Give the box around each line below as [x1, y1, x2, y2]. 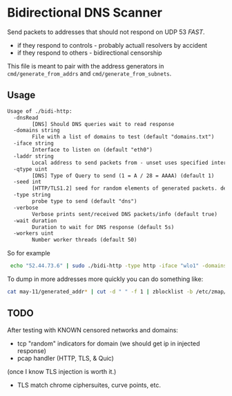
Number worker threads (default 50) [32, 237, 137, 244]
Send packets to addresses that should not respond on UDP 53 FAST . [7, 28, 205, 36]
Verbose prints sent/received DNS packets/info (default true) [32, 210, 217, 217]
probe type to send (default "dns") [32, 198, 137, 205]
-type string [13, 192, 51, 199]
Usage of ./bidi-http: [7, 107, 72, 115]
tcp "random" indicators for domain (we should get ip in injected [17, 339, 200, 348]
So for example [7, 249, 50, 258]
